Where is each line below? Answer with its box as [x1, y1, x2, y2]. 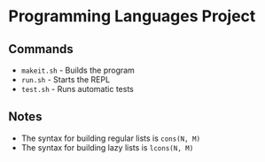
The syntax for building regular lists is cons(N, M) [20, 133, 201, 143]
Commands [8, 42, 74, 57]
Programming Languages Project [8, 6, 256, 27]
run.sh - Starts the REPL [20, 74, 111, 85]
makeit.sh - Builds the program [20, 65, 135, 75]
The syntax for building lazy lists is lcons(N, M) [20, 142, 194, 152]
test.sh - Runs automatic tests [20, 84, 134, 94]
